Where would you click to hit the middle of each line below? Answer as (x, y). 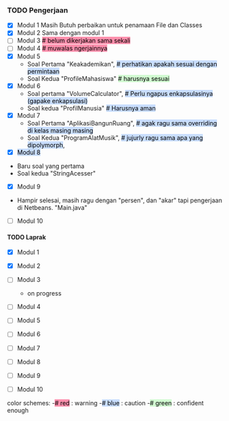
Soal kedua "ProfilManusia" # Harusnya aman (91, 108)
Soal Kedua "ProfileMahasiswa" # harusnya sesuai (98, 78)
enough (18, 410)
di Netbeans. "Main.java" (52, 207)
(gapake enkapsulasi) (57, 101)
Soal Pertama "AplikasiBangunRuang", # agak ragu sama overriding (122, 123)
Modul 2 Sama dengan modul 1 (60, 33)
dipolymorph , (46, 145)
